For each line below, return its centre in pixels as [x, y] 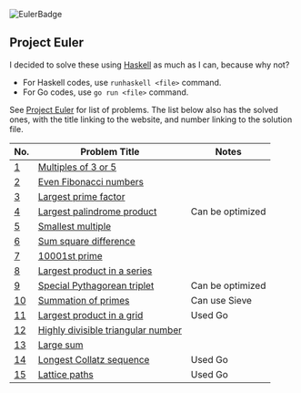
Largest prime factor [81, 196]
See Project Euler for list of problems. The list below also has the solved [144, 109]
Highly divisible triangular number [110, 330]
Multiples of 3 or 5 [77, 167]
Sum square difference [87, 241]
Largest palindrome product [97, 212]
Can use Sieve [221, 300]
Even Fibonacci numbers [90, 181]
